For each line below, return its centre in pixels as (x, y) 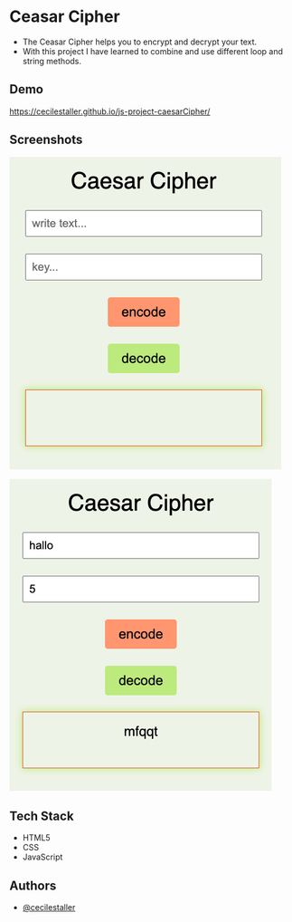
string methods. (52, 61)
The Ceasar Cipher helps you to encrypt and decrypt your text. (140, 42)
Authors (33, 885)
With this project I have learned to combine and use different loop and (152, 51)
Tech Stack (42, 816)
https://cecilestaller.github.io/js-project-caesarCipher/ (110, 111)
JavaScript (42, 857)
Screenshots (46, 140)
